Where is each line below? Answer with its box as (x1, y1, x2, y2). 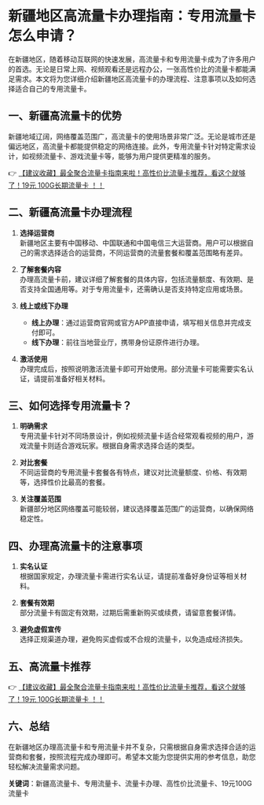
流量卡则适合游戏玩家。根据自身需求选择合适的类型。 (26, 441, 199, 451)
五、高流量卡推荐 (8, 659, 91, 673)
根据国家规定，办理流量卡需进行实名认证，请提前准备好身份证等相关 (19, 572, 240, 581)
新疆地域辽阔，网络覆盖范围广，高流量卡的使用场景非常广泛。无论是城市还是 (8, 132, 256, 141)
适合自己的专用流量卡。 (14, 83, 91, 93)
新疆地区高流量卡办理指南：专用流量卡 (8, 7, 257, 25)
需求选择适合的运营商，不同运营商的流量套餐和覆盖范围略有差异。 (33, 247, 247, 257)
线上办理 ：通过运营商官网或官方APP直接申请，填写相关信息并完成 (31, 317, 245, 327)
